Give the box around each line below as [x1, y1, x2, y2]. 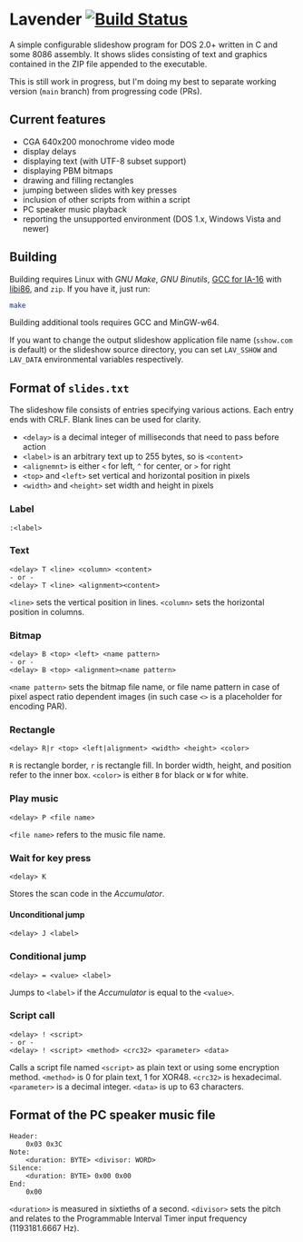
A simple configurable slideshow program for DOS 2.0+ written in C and [9, 39, 279, 50]
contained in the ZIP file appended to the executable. [9, 58, 208, 69]
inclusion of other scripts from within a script [22, 194, 191, 204]
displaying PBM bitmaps [22, 164, 113, 176]
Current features [9, 112, 106, 127]
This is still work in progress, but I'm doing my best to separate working [9, 75, 277, 86]
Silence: [9, 1163, 43, 1172]
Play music [9, 792, 59, 805]
